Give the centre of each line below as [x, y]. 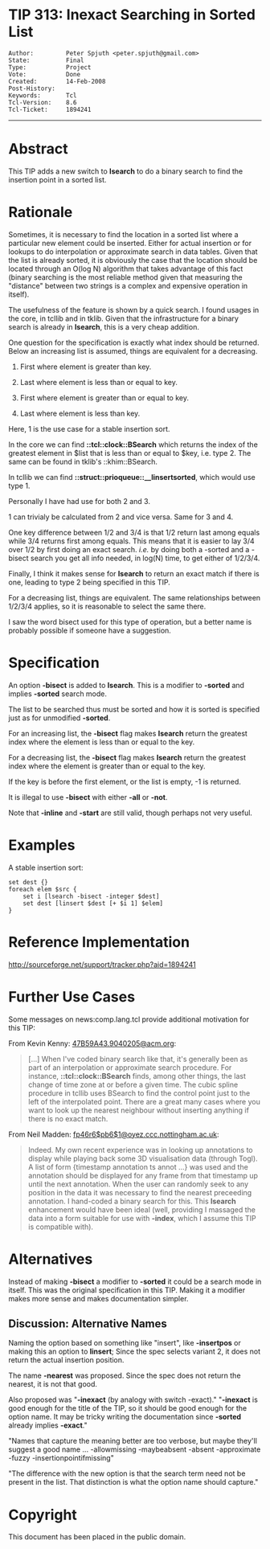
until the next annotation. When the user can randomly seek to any [138, 1184]
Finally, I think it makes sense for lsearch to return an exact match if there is [134, 573]
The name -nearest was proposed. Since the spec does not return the [125, 1375]
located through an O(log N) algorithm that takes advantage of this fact [126, 268]
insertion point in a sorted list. [57, 179]
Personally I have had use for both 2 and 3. [80, 501]
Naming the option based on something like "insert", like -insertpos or [125, 1343]
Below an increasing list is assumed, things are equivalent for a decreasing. [133, 350]
